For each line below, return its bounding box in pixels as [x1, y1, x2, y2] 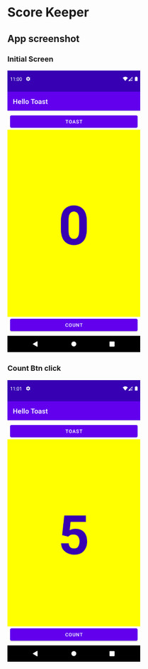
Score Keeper [7, 4, 90, 21]
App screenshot [7, 33, 80, 45]
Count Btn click [7, 364, 62, 374]
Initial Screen [7, 54, 54, 64]
